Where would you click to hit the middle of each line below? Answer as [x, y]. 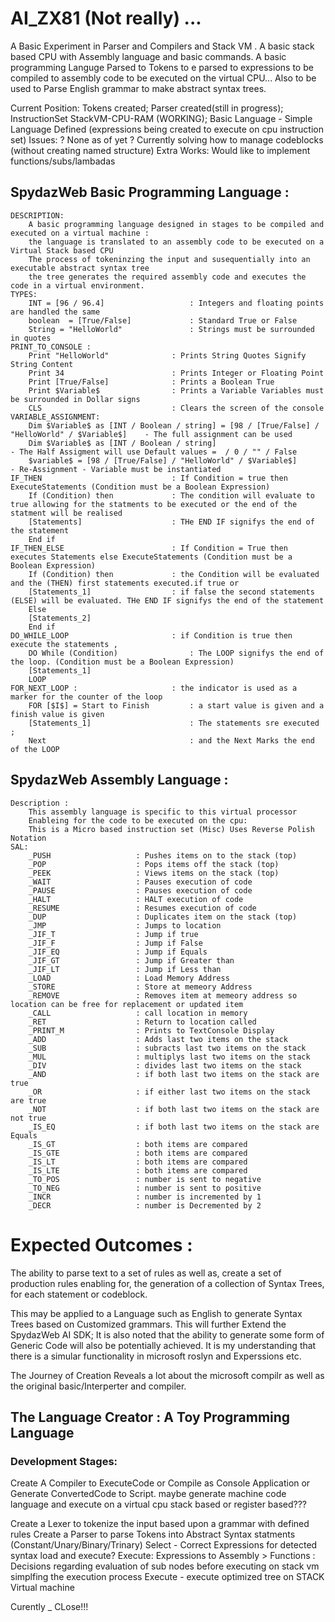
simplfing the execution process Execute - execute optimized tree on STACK [167, 1577]
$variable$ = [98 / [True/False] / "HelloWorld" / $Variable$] [163, 460]
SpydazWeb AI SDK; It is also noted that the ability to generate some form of [167, 1334]
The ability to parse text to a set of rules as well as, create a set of [146, 1273]
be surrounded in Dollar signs [75, 399]
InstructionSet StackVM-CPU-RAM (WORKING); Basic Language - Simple [161, 118]
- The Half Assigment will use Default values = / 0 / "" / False [154, 452]
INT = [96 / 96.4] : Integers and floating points [176, 303]
